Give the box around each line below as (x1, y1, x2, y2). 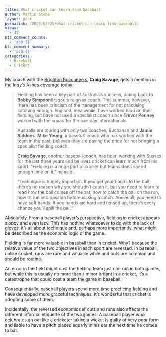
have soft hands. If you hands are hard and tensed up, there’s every (17, 200, 156, 206)
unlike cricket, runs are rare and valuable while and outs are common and (5, 251, 156, 257)
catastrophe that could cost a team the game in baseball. (5, 276, 122, 282)
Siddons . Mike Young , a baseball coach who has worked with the (17, 133, 153, 139)
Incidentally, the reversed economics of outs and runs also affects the (5, 306, 148, 312)
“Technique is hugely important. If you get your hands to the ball (17, 179, 149, 185)
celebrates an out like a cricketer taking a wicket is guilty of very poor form (5, 317, 159, 323)
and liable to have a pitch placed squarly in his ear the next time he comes (5, 322, 157, 328)
